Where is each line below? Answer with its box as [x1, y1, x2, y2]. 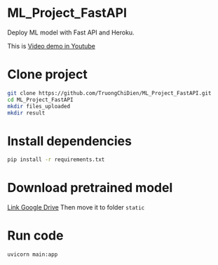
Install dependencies [7, 133, 132, 149]
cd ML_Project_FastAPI [7, 96, 74, 103]
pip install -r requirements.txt [7, 156, 105, 163]
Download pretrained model [7, 180, 173, 196]
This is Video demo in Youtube [7, 41, 96, 50]
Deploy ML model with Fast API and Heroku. [7, 28, 135, 37]
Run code [7, 228, 64, 244]
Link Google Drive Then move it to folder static [7, 203, 145, 212]
